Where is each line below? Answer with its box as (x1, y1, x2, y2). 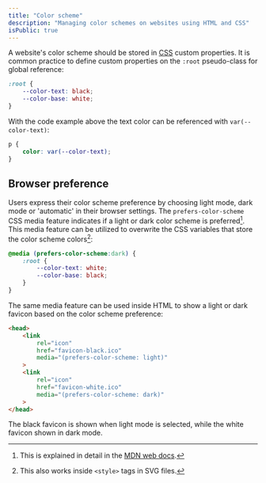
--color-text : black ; (22, 88, 93, 96)
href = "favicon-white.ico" (36, 383, 123, 391)
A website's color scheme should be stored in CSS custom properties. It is (8, 48, 251, 58)
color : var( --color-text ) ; (22, 147, 112, 155)
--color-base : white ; (22, 95, 93, 103)
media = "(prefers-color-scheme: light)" (36, 354, 169, 362)
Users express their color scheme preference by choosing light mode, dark (8, 198, 253, 207)
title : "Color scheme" (8, 11, 83, 20)
